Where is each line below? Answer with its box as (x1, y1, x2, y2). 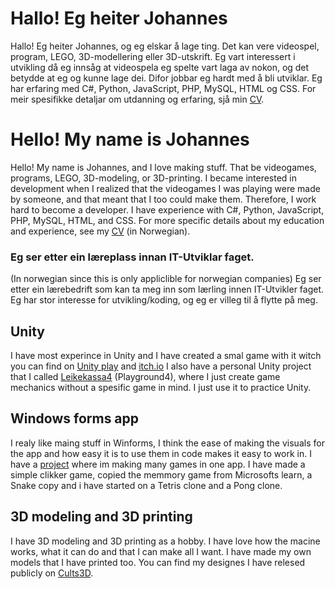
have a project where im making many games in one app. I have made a (10, 458, 306, 470)
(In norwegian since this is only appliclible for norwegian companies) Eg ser (10, 273, 322, 285)
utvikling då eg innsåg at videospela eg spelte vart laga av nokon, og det (10, 61, 310, 73)
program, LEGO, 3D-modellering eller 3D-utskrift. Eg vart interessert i (10, 50, 296, 62)
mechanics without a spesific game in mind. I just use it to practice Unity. (10, 381, 312, 393)
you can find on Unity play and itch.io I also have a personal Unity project (10, 360, 312, 372)
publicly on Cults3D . (10, 567, 94, 579)
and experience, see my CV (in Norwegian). (10, 225, 191, 237)
